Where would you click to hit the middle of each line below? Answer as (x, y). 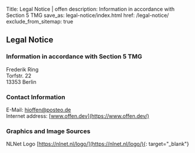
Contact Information (36, 97)
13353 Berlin (21, 81)
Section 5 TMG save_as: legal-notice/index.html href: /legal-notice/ (87, 15)
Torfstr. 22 (19, 76)
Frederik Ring (22, 69)
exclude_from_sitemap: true (40, 21)
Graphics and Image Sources (48, 131)
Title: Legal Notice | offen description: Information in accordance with (90, 9)
